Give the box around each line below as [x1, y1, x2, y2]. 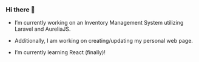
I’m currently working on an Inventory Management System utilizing [14, 19, 184, 26]
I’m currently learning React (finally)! [14, 49, 106, 56]
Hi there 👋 [5, 5, 36, 14]
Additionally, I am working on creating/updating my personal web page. [14, 37, 194, 45]
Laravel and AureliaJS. [14, 25, 71, 33]
